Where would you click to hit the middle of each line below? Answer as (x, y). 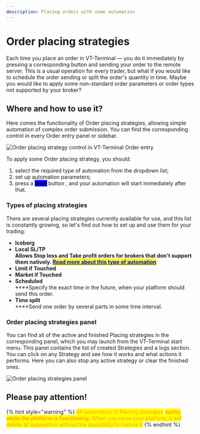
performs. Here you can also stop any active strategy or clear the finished (97, 360)
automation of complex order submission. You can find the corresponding (97, 129)
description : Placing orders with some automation (71, 12)
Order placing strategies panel (51, 322)
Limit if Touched (35, 268)
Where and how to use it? (54, 108)
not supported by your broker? (44, 90)
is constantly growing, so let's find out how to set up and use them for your (99, 225)
